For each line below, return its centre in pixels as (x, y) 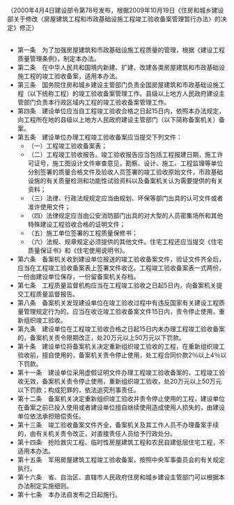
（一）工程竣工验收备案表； (68, 146)
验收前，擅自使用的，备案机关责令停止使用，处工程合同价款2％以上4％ (119, 355)
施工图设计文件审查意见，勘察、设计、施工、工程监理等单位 (138, 163)
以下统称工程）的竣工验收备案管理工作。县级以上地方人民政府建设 (124, 93)
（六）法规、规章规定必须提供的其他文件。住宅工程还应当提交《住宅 (125, 242)
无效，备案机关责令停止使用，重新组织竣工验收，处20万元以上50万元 (123, 381)
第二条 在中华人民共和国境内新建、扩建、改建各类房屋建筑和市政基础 (118, 67)
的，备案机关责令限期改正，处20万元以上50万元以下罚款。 (101, 338)
